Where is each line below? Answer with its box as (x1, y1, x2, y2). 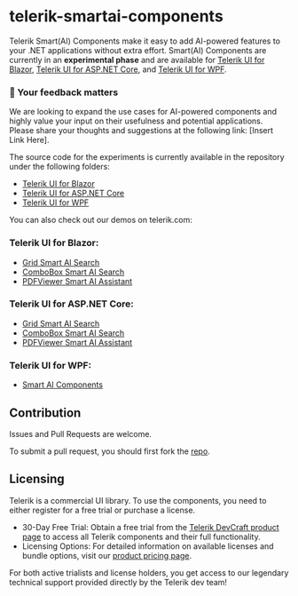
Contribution (9, 405, 82, 420)
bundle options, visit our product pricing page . (21, 550, 192, 560)
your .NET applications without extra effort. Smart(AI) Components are (9, 44, 267, 55)
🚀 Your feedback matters (9, 86, 119, 99)
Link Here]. (9, 135, 50, 146)
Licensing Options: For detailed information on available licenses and (21, 540, 274, 552)
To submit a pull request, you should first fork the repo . (9, 446, 210, 457)
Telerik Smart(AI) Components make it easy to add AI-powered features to (9, 36, 281, 46)
